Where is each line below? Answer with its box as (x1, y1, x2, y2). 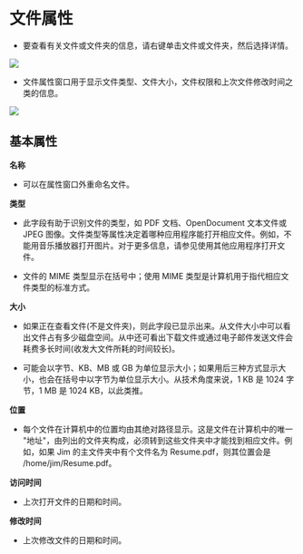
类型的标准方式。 (30, 282, 95, 293)
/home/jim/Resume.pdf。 (22, 457, 117, 468)
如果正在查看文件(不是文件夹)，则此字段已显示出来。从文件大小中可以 (22, 320, 284, 331)
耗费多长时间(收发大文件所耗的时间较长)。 (22, 343, 181, 354)
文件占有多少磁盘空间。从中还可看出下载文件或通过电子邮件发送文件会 (30, 332, 293, 343)
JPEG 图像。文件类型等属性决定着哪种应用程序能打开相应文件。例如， (22, 228, 284, 239)
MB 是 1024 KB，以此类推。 (44, 384, 148, 395)
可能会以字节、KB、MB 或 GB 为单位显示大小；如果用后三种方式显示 (22, 362, 279, 373)
